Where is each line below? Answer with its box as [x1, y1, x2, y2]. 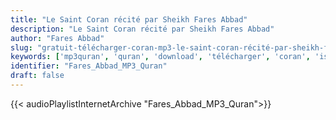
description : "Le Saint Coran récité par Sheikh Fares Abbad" [10, 24, 275, 34]
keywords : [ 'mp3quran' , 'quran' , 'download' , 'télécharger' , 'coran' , [10, 52, 311, 62]
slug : [10, 42, 33, 53]
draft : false [10, 71, 65, 81]
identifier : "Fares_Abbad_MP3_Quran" [10, 61, 168, 71]
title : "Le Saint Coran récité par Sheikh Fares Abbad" [10, 14, 248, 25]
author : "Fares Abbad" [10, 33, 105, 43]
